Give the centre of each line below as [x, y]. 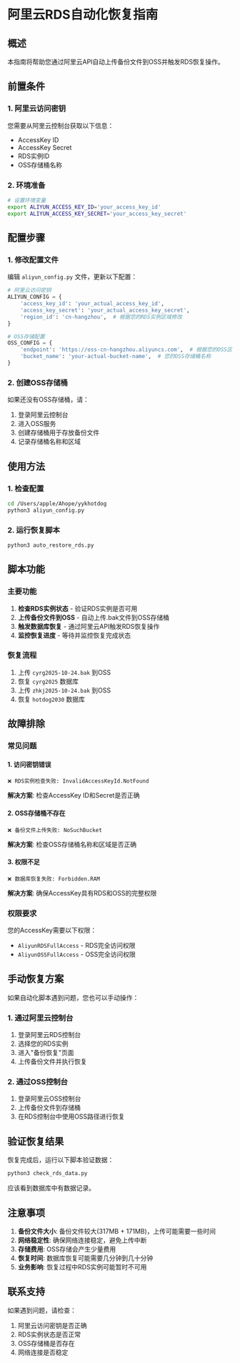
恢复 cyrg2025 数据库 [48, 681]
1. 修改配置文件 [33, 259]
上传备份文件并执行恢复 [52, 1061]
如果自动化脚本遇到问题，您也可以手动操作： [73, 997]
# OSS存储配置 [26, 337]
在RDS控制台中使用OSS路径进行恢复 [71, 1116]
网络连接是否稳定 [43, 1352]
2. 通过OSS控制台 [37, 1082]
